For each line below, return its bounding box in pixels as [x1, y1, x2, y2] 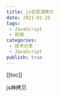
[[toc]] [6, 71, 23, 78]
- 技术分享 [9, 43, 34, 49]
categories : [6, 37, 37, 43]
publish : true [6, 54, 43, 60]
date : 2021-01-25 [6, 15, 51, 21]
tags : [6, 20, 20, 26]
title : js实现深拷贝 [6, 9, 54, 15]
